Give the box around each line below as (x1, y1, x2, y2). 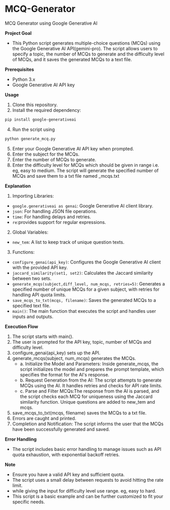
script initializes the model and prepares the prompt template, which (20, 366, 164, 372)
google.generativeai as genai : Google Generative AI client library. (12, 202, 154, 209)
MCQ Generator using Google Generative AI (5, 20, 98, 26)
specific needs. (12, 499, 45, 505)
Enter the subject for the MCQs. (12, 151, 80, 157)
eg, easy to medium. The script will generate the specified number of (12, 167, 159, 174)
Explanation (5, 183, 31, 189)
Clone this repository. (12, 101, 58, 108)
